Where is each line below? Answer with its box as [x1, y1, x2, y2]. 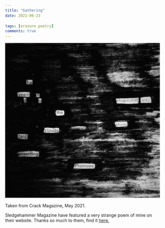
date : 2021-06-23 [5, 13, 41, 18]
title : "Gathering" [5, 8, 45, 13]
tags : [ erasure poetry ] [5, 24, 54, 28]
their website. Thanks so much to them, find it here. [5, 218, 110, 224]
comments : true [5, 28, 36, 34]
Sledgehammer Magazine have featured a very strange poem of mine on [5, 212, 152, 218]
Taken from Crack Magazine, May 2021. [5, 203, 86, 209]
